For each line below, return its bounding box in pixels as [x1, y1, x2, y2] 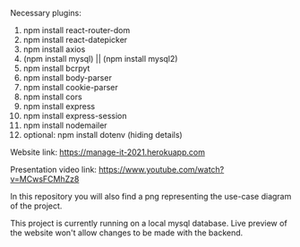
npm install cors [22, 91, 83, 102]
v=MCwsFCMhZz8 [10, 174, 80, 184]
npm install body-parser [22, 72, 113, 83]
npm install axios [22, 44, 86, 55]
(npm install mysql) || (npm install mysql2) [22, 54, 178, 64]
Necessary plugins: [10, 8, 81, 18]
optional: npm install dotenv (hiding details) [22, 130, 183, 140]
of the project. [10, 200, 63, 211]
